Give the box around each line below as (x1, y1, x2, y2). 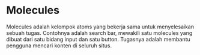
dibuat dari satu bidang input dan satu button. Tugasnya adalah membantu (6, 35, 190, 43)
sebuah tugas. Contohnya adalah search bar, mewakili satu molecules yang (6, 29, 193, 36)
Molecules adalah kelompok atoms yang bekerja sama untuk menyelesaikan (6, 23, 194, 30)
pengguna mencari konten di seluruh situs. (6, 42, 112, 49)
